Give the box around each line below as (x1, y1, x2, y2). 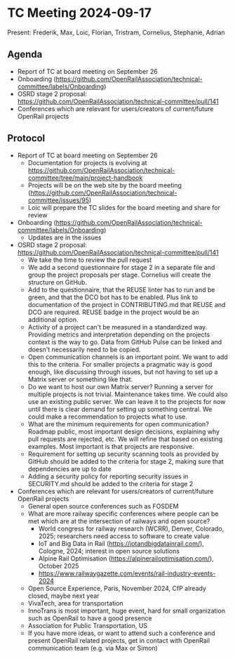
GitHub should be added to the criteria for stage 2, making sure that (27, 457, 224, 465)
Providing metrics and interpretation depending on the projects (27, 330, 210, 339)
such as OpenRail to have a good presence (27, 613, 152, 622)
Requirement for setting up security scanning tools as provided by (27, 450, 220, 458)
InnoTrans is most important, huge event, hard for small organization (27, 606, 226, 615)
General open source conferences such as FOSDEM (27, 502, 179, 510)
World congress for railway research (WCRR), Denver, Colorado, (38, 524, 224, 533)
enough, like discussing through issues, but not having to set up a (27, 367, 218, 376)
